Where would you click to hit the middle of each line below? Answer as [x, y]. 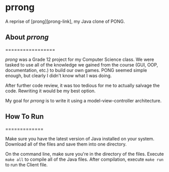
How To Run [25, 116]
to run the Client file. [27, 164]
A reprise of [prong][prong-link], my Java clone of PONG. [65, 21]
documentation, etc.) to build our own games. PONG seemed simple [76, 70]
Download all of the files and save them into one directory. [66, 144]
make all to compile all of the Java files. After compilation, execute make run [84, 159]
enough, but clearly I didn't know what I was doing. [59, 76]
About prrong [27, 37]
